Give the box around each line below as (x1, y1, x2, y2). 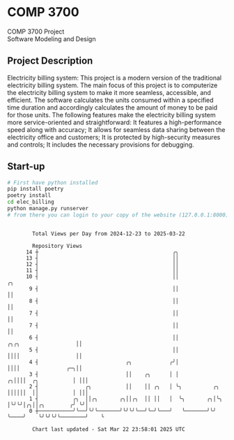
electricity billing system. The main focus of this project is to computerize (7, 81, 218, 89)
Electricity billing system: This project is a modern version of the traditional (7, 73, 221, 82)
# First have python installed (7, 179, 98, 186)
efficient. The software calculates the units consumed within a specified (7, 96, 214, 104)
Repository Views (32, 242, 82, 249)
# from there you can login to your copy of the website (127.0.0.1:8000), (7, 211, 232, 219)
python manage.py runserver (7, 205, 89, 212)
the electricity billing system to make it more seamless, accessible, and (7, 88, 211, 96)
